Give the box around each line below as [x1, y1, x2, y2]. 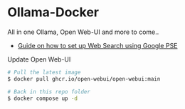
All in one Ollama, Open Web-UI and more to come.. [7, 28, 159, 36]
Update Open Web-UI [7, 54, 71, 64]
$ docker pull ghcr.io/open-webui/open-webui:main [7, 75, 161, 82]
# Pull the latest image [7, 69, 81, 76]
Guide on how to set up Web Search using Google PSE [17, 41, 178, 50]
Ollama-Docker [7, 4, 100, 21]
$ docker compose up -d [7, 95, 78, 102]
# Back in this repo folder [7, 88, 91, 96]
